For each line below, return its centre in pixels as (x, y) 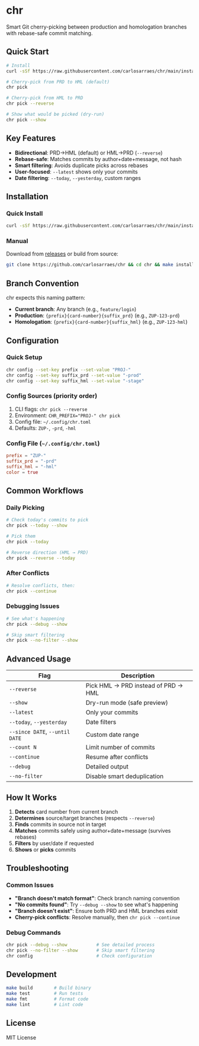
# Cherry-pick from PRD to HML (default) (58, 82)
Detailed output (107, 767)
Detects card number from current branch (66, 811)
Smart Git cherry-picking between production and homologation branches (97, 27)
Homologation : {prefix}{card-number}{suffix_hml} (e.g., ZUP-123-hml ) (101, 322)
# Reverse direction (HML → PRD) (47, 552)
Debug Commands (33, 932)
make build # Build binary (49, 988)
